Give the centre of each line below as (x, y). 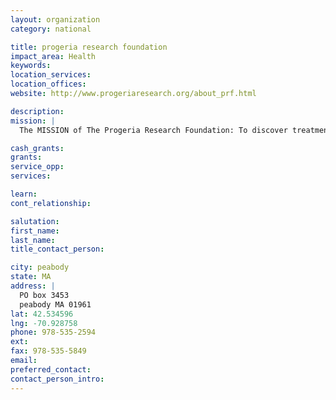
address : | (33, 286)
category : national (51, 29)
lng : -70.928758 (44, 323)
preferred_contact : (51, 369)
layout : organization (55, 19)
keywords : (31, 66)
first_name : (35, 231)
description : (37, 111)
